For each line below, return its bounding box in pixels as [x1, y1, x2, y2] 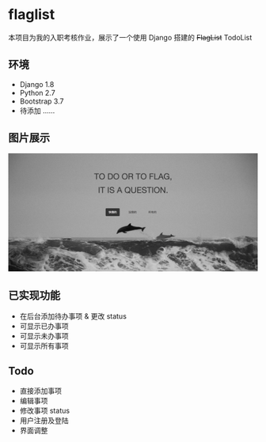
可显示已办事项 [19, 321, 69, 331]
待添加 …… [19, 105, 55, 115]
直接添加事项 [19, 386, 62, 396]
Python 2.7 [19, 88, 55, 97]
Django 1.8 [19, 79, 55, 89]
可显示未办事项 [19, 331, 69, 341]
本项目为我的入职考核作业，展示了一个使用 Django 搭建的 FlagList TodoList [8, 32, 253, 42]
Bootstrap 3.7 [19, 96, 64, 106]
